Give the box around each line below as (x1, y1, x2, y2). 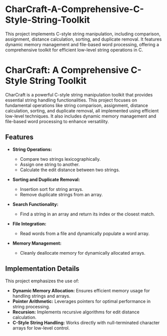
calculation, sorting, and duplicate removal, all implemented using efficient (5, 107, 159, 114)
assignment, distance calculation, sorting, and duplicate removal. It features (5, 36, 162, 42)
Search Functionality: (12, 201, 59, 207)
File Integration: (12, 220, 47, 227)
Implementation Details (5, 265, 80, 273)
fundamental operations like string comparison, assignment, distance (5, 102, 148, 108)
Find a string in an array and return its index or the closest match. (20, 211, 155, 217)
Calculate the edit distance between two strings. (20, 167, 120, 173)
